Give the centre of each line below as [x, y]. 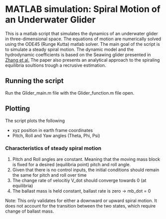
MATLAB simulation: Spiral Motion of [83, 9]
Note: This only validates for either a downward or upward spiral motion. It [81, 201]
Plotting [18, 109]
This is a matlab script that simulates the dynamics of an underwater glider [82, 33]
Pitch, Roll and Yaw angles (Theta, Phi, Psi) [56, 135]
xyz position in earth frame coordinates [52, 130]
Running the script [34, 81]
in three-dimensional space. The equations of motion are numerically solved [83, 39]
